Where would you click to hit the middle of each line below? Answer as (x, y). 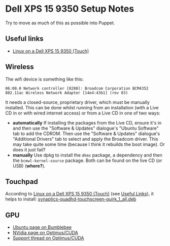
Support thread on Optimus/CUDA (48, 238)
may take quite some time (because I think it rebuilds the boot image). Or (89, 144)
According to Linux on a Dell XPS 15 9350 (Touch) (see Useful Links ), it (79, 194)
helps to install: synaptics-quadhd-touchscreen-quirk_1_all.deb (71, 199)
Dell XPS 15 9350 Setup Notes (70, 9)
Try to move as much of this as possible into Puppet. (60, 23)
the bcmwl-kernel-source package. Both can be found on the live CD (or (87, 160)
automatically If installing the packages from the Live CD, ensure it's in (87, 122)
